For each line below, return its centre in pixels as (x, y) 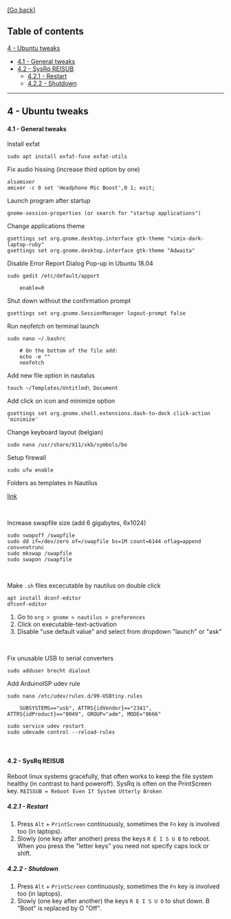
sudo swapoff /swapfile (41, 535)
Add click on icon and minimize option (61, 401)
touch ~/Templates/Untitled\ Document (63, 388)
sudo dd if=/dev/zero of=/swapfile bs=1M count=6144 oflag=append (104, 542)
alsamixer (21, 182)
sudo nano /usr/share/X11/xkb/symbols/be (67, 445)
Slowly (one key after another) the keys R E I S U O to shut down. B (113, 900)
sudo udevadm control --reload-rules (61, 732)
